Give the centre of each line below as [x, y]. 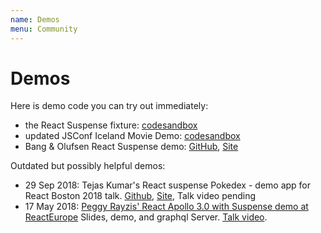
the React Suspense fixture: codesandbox [111, 125]
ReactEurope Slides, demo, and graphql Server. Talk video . [146, 217]
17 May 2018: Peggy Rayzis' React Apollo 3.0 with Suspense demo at [166, 207]
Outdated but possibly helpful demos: [88, 166]
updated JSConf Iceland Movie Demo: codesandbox [132, 136]
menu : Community [44, 29]
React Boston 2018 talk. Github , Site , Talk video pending [140, 196]
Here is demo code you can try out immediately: [109, 106]
